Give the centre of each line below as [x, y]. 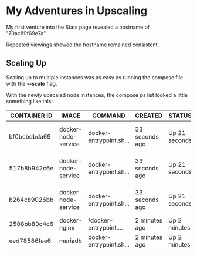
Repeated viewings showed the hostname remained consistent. [83, 45]
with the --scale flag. [32, 83]
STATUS [180, 116]
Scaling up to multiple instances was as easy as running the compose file [95, 77]
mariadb [71, 241]
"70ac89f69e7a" [26, 33]
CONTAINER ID [31, 116]
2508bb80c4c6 [31, 224]
